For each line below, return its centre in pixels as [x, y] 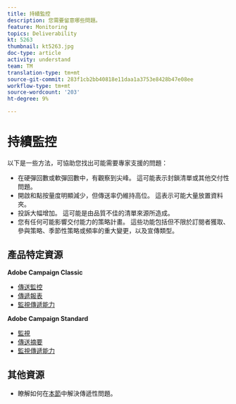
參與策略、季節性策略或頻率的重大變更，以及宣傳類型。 [98, 230]
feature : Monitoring [38, 27]
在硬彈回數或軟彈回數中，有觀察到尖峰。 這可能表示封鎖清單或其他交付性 [123, 177]
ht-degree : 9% [28, 99]
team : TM [20, 66]
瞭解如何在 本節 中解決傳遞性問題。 [67, 393]
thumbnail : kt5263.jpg [41, 46]
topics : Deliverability [42, 33]
